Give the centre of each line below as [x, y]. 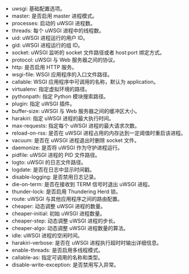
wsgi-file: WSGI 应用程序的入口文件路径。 [62, 74]
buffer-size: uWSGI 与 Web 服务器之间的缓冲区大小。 [76, 111]
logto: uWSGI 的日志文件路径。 [49, 162]
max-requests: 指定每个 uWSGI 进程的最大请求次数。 [76, 126]
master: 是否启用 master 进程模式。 [55, 16]
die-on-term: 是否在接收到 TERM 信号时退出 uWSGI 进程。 [82, 184]
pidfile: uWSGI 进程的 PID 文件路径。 [56, 155]
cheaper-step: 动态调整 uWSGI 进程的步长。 [65, 221]
